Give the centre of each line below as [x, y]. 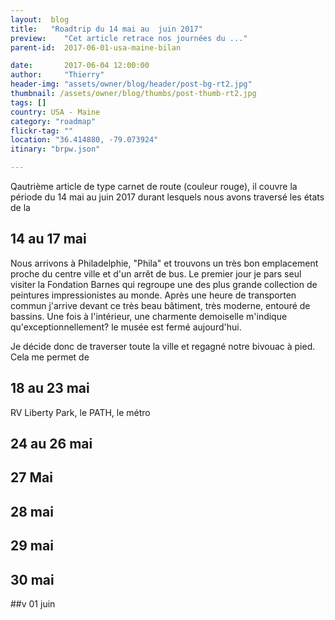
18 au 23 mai [50, 388]
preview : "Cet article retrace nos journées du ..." [129, 38]
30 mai [32, 579]
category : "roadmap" [53, 121]
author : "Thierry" [57, 75]
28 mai [32, 511]
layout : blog [40, 19]
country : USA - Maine [55, 112]
